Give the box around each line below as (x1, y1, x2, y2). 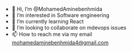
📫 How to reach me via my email (11, 31, 93, 37)
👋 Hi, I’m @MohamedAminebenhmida (11, 6, 103, 12)
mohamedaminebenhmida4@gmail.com (11, 39, 109, 46)
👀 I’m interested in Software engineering (11, 12, 110, 19)
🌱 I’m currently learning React (11, 18, 84, 25)
